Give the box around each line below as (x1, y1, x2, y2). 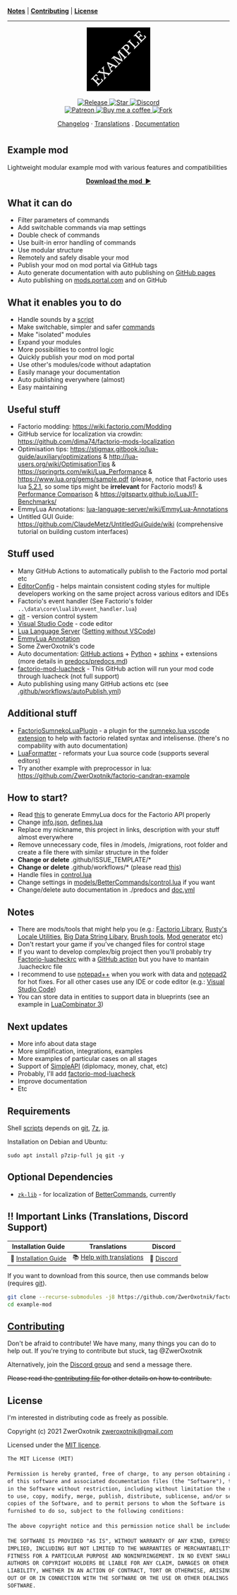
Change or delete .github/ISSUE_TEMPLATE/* (17, 856, 152, 864)
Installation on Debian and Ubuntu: (7, 1137, 108, 1146)
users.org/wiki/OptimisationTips (17, 460, 111, 468)
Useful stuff (7, 403, 61, 415)
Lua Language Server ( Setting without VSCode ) (17, 627, 157, 635)
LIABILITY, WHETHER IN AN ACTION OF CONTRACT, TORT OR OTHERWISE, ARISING (7, 1567, 232, 1574)
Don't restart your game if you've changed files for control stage (17, 940, 205, 949)
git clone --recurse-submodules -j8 (7, 1293, 115, 1301)
